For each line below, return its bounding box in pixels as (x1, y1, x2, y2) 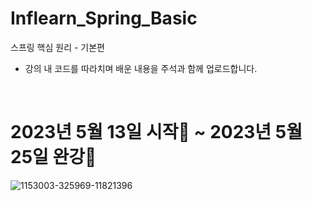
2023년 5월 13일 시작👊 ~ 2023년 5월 (10, 121, 303, 144)
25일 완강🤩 (10, 146, 97, 169)
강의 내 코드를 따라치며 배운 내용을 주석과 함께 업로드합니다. (24, 62, 258, 74)
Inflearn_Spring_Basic (10, 7, 198, 30)
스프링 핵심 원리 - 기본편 (10, 41, 105, 53)
